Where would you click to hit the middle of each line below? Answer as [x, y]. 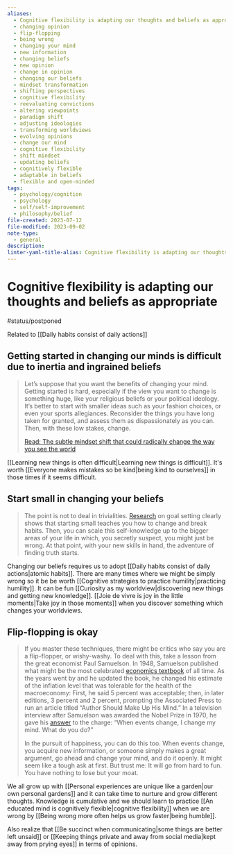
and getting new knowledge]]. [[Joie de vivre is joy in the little [95, 595]
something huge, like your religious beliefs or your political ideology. [122, 398]
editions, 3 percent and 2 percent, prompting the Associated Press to [123, 700]
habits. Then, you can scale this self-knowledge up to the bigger [116, 530]
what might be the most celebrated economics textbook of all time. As [124, 671]
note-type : [23, 233]
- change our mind [40, 143]
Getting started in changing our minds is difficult [114, 356]
